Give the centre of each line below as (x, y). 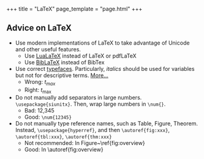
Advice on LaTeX (39, 28)
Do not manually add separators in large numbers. (78, 98)
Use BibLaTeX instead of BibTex (64, 62)
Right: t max (38, 90)
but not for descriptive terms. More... (62, 75)
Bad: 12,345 (40, 111)
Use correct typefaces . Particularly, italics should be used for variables (105, 68)
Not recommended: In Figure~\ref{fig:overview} (85, 143)
